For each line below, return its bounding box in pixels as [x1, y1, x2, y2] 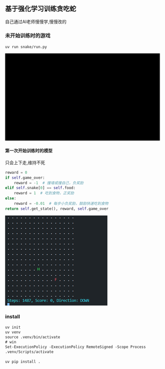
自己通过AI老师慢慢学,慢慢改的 [5, 19, 67, 25]
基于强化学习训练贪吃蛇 [5, 4, 76, 13]
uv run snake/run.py [5, 45, 48, 50]
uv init [5, 325, 21, 330]
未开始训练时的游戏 [5, 32, 51, 39]
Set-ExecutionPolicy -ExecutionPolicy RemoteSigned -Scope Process [5, 344, 146, 350]
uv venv [5, 330, 21, 335]
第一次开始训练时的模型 [5, 148, 53, 154]
